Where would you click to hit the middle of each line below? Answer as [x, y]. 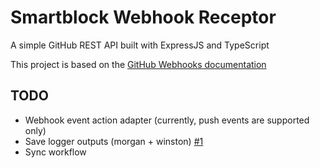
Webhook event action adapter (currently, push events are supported [167, 120]
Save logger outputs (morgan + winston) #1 [114, 141]
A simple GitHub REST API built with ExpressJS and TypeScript [140, 45]
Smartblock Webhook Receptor [143, 17]
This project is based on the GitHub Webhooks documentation [138, 64]
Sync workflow [55, 152]
